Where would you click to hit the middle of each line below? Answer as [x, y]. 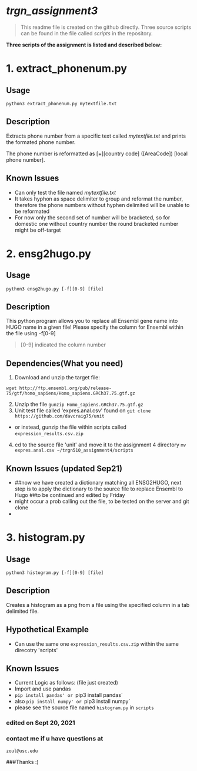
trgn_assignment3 [52, 11]
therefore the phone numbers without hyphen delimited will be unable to [102, 205]
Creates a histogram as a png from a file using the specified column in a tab [98, 605]
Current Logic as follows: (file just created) [66, 683]
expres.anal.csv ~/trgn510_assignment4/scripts [74, 450]
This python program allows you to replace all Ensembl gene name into [92, 321]
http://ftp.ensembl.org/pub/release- [65, 388]
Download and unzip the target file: [57, 378]
